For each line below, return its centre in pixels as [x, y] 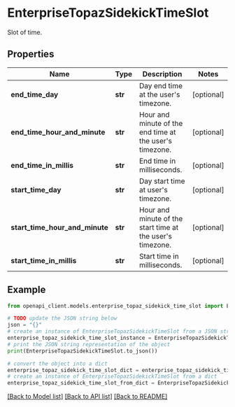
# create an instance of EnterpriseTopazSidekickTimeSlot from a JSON [112, 331]
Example [27, 290]
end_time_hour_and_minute [58, 132]
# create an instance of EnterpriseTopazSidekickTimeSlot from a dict [112, 377]
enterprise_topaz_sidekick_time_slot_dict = [73, 370]
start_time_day [36, 190]
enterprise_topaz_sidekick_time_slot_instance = [79, 338]
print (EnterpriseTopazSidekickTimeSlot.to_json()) [83, 351]
